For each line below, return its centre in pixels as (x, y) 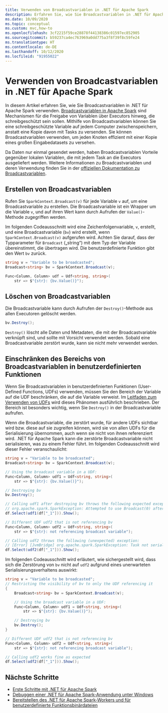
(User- (144, 386)
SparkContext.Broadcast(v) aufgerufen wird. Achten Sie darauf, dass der (80, 237)
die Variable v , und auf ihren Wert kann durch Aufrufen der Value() (74, 212)
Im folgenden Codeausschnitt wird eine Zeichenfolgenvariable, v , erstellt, (80, 227)
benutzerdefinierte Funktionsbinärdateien (55, 706)
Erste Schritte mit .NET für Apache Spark (54, 690)
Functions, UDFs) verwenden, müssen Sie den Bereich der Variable (91, 392)
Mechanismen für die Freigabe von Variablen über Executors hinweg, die (80, 116)
